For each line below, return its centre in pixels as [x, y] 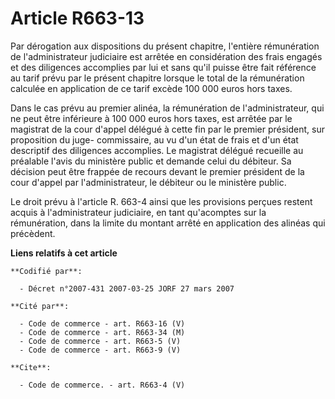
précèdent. [33, 233]
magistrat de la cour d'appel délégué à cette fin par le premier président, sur [167, 129]
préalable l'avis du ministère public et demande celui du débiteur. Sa [151, 161]
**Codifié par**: [46, 271]
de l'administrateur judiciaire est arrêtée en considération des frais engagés [166, 56]
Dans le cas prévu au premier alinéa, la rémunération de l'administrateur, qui [167, 108]
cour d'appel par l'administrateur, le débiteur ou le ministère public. [148, 182]
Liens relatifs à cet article [64, 253]
